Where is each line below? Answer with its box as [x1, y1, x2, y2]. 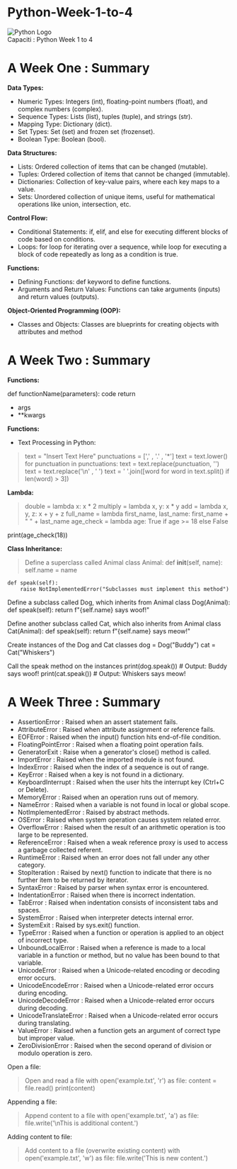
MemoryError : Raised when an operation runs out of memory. [17, 793, 200, 801]
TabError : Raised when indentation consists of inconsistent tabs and [17, 898, 218, 907]
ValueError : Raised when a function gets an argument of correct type [17, 1026, 221, 1034]
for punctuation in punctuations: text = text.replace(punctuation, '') [24, 459, 220, 468]
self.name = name [24, 565, 78, 574]
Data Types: [7, 83, 44, 92]
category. [17, 860, 46, 869]
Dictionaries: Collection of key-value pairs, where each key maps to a [17, 177, 220, 186]
